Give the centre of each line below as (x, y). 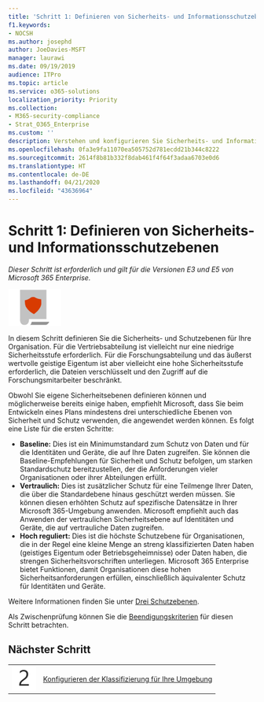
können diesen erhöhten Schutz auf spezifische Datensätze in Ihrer (128, 502)
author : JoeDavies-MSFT (47, 50)
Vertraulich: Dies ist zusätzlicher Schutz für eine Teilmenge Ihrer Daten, (136, 486)
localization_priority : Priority (63, 100)
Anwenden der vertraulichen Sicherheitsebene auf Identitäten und (126, 519)
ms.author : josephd (40, 42)
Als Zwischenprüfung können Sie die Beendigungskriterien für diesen (121, 616)
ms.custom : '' (31, 133)
